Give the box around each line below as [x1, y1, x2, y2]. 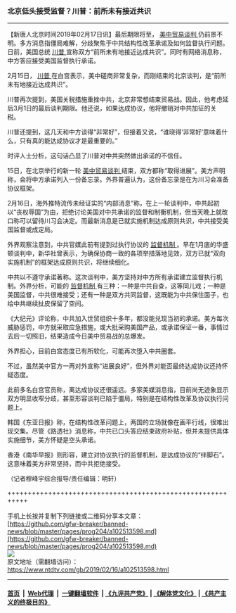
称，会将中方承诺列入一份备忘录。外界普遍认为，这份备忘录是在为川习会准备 [7, 175, 229, 184]
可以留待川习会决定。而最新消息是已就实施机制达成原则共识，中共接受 [19, 217, 223, 225]
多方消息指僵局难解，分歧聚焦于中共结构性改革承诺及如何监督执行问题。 [19, 39, 229, 47]
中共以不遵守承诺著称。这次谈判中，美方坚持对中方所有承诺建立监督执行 [7, 273, 216, 282]
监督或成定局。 [13, 225, 57, 234]
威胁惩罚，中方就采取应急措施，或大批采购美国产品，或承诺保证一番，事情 [7, 323, 223, 331]
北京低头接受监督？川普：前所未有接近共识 [7, 6, 152, 15]
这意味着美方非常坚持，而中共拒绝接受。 [7, 460, 124, 468]
